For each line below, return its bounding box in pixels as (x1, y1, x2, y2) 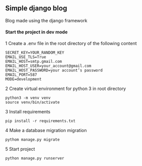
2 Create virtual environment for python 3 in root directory (5, 86, 126, 92)
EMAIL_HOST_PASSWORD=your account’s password (5, 68, 103, 73)
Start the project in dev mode (5, 29, 68, 35)
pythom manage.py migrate (5, 137, 60, 142)
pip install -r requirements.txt (5, 118, 76, 123)
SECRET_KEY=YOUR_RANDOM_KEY (5, 50, 65, 55)
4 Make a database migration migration (5, 128, 87, 134)
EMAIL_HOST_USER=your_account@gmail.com (5, 63, 92, 69)
